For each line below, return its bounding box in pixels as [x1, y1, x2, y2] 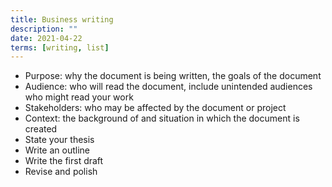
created [24, 123, 58, 135]
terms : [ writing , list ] [10, 42, 110, 53]
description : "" [10, 24, 78, 34]
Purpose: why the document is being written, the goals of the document [24, 70, 322, 82]
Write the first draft [24, 155, 104, 167]
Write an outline [24, 144, 90, 156]
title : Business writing [10, 14, 114, 25]
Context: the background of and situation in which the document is [24, 112, 300, 125]
